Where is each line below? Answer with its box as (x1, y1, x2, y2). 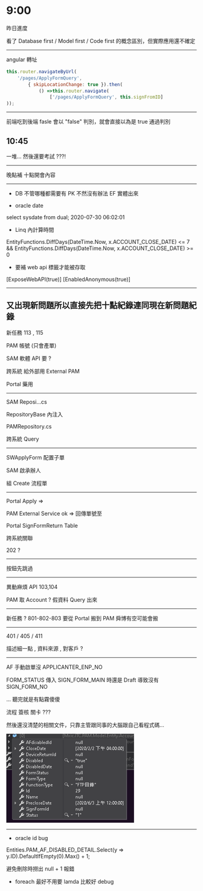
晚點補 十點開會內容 (6, 171, 56, 179)
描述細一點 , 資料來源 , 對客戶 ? (6, 645, 83, 652)
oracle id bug (14, 834, 48, 841)
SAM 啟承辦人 (6, 467, 41, 474)
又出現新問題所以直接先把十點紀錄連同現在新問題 (6, 300, 189, 311)
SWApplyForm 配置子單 (6, 453, 65, 461)
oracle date (14, 202, 43, 209)
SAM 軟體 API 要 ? (6, 355, 51, 362)
